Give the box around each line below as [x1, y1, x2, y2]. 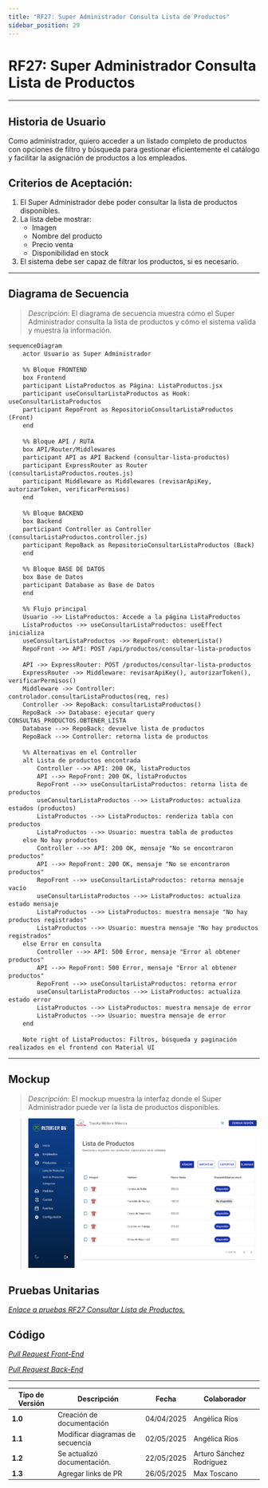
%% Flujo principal [22, 604, 88, 613]
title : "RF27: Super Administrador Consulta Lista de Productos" [8, 13, 230, 21]
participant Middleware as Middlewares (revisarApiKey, [22, 477, 213, 486]
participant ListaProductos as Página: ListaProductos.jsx [22, 381, 223, 390]
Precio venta [31, 240, 73, 250]
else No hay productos [22, 836, 98, 844]
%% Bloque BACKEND [22, 509, 84, 518]
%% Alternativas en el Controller [22, 748, 137, 757]
